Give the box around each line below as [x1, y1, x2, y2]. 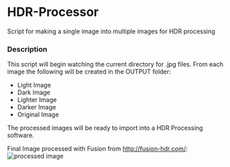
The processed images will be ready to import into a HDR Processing [7, 124, 204, 132]
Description [7, 44, 48, 54]
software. [7, 131, 35, 139]
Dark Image [17, 88, 50, 97]
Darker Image [17, 103, 57, 112]
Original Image [17, 110, 59, 118]
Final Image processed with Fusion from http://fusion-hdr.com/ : [7, 145, 188, 153]
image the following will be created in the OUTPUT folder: [7, 67, 171, 76]
